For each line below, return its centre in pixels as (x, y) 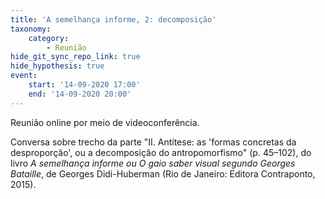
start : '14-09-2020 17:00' (84, 85)
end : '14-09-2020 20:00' (80, 94)
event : (24, 76)
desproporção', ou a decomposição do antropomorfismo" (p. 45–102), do (161, 152)
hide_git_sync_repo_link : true (75, 57)
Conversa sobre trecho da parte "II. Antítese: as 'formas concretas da (153, 142)
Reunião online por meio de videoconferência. (105, 122)
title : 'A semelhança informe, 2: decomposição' (113, 19)
